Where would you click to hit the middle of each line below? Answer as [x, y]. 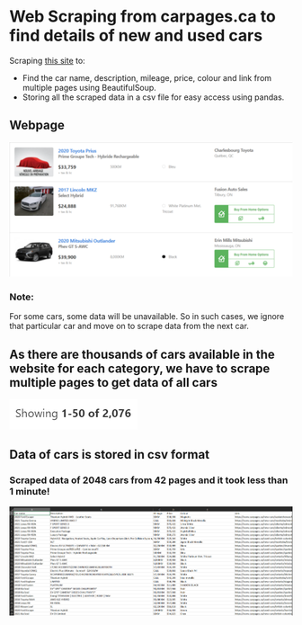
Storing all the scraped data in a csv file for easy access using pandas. [153, 97]
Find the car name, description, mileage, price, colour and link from [147, 77]
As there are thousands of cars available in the [142, 354]
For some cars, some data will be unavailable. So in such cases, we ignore [147, 317]
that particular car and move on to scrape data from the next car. [129, 326]
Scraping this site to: [47, 60]
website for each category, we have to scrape [140, 368]
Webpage [37, 125]
